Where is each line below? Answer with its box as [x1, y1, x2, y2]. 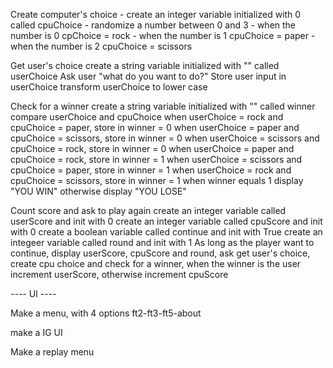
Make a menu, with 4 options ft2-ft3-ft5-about [10, 307, 202, 319]
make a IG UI [10, 327, 63, 338]
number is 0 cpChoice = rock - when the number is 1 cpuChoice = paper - [10, 30, 316, 41]
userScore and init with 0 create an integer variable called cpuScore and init [10, 215, 323, 227]
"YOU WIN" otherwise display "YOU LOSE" [10, 185, 187, 197]
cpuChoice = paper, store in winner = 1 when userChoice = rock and [10, 164, 292, 176]
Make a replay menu [10, 346, 95, 358]
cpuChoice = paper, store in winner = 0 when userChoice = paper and [10, 122, 300, 133]
